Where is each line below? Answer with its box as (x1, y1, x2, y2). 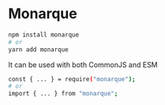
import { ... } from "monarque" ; (8, 90, 118, 98)
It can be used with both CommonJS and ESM (8, 60, 158, 69)
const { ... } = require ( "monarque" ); (8, 75, 136, 83)
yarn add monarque (8, 45, 69, 54)
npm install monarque (8, 31, 80, 39)
